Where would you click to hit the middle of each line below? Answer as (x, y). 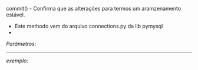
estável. (16, 15)
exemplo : (17, 61)
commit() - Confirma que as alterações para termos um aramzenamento (94, 9)
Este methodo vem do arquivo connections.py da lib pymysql (89, 26)
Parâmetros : (21, 44)
